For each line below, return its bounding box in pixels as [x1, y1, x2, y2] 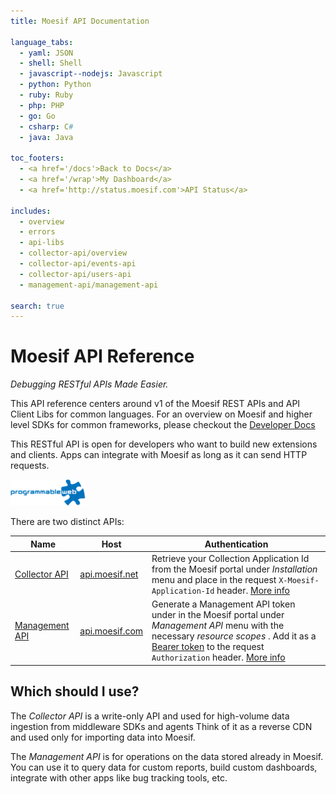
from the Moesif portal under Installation [151, 563, 318, 575]
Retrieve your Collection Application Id [151, 552, 310, 564]
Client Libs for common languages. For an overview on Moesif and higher [10, 408, 313, 420]
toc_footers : [10, 153, 65, 164]
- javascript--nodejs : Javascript [19, 69, 163, 79]
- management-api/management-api [19, 280, 159, 290]
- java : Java [19, 132, 74, 142]
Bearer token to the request [151, 641, 265, 653]
